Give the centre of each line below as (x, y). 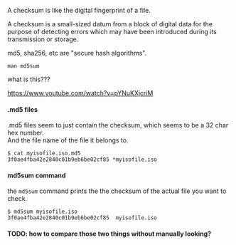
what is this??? (29, 79)
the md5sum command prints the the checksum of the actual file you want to (117, 191)
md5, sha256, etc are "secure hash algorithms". (77, 53)
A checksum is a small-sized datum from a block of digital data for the (110, 24)
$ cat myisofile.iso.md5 (44, 153)
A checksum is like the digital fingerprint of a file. (79, 10)
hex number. (26, 133)
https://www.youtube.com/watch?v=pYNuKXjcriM (80, 93)
